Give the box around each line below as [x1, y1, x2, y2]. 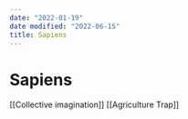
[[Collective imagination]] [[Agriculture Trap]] [9, 99, 180, 110]
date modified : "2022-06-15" [9, 22, 120, 31]
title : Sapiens [9, 30, 68, 39]
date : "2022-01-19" [9, 13, 84, 23]
